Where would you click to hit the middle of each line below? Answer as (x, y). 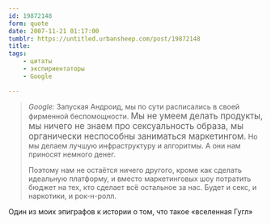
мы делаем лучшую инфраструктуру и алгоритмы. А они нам (134, 145)
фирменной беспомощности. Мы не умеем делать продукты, (146, 116)
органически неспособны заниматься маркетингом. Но (143, 136)
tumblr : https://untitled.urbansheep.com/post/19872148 (104, 39)
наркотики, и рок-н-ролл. (72, 196)
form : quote (28, 24)
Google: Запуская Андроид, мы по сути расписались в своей (134, 106)
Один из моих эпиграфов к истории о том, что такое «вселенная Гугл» (131, 211)
